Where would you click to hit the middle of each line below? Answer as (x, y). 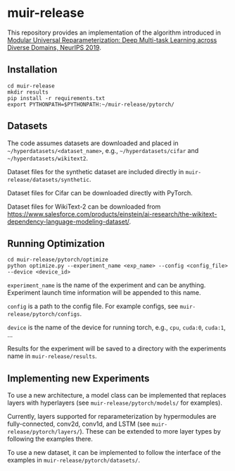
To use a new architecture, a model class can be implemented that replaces (117, 396)
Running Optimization (56, 244)
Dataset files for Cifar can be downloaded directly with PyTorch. (100, 192)
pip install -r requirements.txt (56, 98)
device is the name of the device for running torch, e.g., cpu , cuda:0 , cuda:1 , (117, 328)
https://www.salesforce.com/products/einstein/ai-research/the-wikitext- (112, 214)
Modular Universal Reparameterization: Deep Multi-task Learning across (112, 39)
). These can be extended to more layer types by (150, 432)
